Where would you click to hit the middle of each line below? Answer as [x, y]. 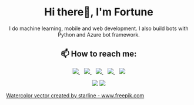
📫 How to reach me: [99, 54]
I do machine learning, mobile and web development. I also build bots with [98, 28]
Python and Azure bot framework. [99, 34]
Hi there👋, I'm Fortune [99, 12]
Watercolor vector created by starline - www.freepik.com [75, 95]
